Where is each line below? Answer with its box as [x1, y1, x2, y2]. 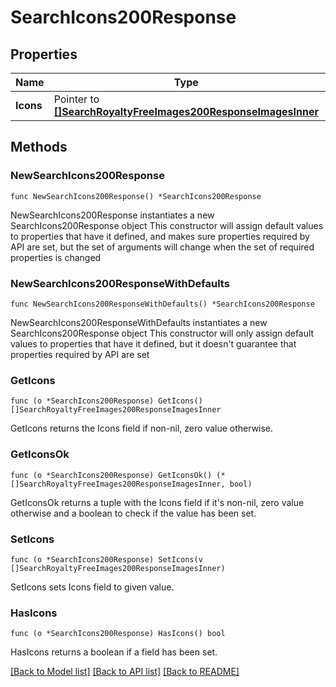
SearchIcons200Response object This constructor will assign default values [10, 219, 324, 231]
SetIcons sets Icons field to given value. [10, 581, 175, 593]
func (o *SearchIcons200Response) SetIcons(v [10, 554, 203, 565]
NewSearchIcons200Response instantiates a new [10, 209, 215, 221]
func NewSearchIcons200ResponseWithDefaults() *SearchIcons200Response [10, 299, 315, 309]
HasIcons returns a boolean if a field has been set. [10, 646, 218, 658]
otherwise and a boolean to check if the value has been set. [10, 507, 257, 519]
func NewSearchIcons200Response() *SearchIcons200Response [10, 191, 262, 201]
